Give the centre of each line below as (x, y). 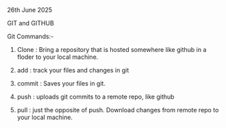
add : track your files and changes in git (73, 70)
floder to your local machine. (58, 57)
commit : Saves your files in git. (61, 84)
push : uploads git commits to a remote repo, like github (96, 97)
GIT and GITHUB (31, 23)
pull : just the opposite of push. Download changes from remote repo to (118, 110)
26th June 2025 (30, 10)
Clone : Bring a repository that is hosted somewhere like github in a (112, 50)
